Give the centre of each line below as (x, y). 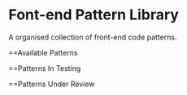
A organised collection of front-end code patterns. (93, 37)
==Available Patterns (43, 52)
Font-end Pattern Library (93, 15)
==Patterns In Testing (45, 68)
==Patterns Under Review (52, 84)
